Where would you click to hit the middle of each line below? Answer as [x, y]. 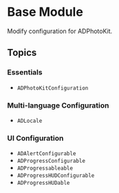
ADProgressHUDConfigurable [56, 176]
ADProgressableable [45, 169]
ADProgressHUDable [43, 183]
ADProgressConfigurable [51, 161]
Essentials [25, 72]
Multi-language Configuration [58, 105]
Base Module [45, 12]
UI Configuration [35, 138]
